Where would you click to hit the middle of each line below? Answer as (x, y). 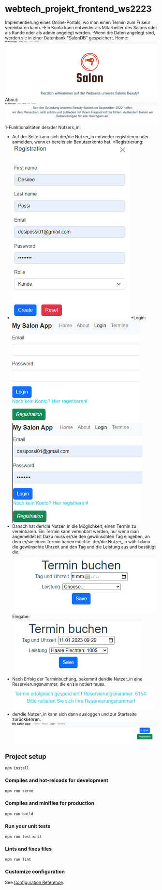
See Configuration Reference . (35, 882)
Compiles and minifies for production (50, 803)
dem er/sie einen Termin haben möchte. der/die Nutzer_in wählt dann (81, 542)
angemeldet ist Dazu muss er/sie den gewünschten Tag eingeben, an (81, 536)
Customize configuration (35, 872)
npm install (17, 768)
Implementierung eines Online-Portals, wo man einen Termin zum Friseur (78, 22)
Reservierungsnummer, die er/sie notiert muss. (59, 684)
